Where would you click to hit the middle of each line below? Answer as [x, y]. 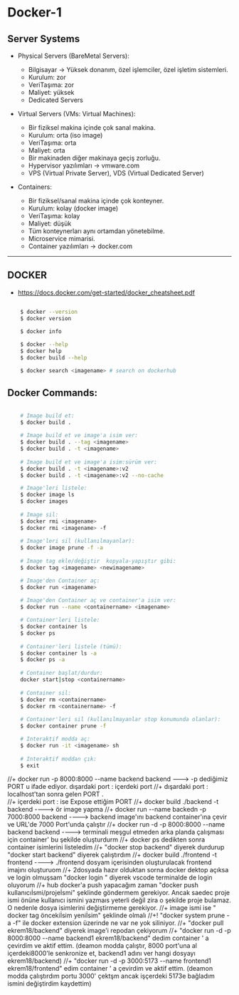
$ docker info [41, 331]
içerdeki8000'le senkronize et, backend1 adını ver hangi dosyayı [101, 954]
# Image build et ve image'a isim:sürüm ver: [89, 462]
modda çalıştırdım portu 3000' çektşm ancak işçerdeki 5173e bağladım [111, 976]
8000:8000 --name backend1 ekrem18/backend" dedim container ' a [108, 938]
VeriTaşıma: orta [52, 143]
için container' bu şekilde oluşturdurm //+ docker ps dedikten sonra [106, 840]
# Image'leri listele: [54, 488]
